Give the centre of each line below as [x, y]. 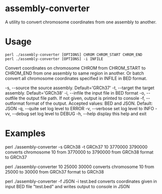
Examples [25, 133]
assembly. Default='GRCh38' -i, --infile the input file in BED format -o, [75, 93]
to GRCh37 [16, 157]
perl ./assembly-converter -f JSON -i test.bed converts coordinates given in [81, 181]
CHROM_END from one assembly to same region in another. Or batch [75, 73]
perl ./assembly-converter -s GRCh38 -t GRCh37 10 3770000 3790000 [76, 147]
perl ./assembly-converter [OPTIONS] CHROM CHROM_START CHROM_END [74, 55]
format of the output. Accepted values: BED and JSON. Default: [90, 103]
